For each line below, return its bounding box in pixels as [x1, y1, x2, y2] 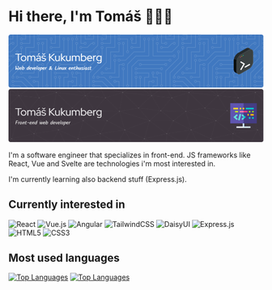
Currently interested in [8, 198, 125, 212]
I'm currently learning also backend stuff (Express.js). [8, 174, 188, 184]
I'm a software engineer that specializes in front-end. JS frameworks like [8, 149, 251, 160]
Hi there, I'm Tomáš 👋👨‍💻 [8, 7, 173, 26]
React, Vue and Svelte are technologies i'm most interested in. [8, 158, 216, 168]
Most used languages [8, 250, 120, 265]
